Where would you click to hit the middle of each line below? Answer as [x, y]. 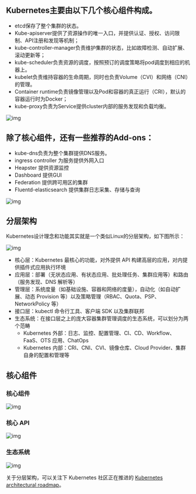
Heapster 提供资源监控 [42, 167]
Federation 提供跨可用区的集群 [51, 182]
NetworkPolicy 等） [38, 304]
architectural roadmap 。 [35, 485]
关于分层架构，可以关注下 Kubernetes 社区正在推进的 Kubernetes [85, 477]
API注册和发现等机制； [52, 40]
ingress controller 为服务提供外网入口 [59, 160]
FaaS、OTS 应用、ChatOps [56, 341]
